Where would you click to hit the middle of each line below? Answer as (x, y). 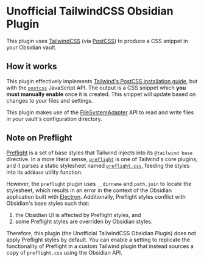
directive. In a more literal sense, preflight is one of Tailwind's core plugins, (102, 159)
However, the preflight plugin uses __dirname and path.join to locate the (99, 184)
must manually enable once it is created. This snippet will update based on (101, 94)
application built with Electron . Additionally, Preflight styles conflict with (96, 196)
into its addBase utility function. (44, 172)
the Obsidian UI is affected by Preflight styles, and (78, 215)
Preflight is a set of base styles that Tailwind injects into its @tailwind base (100, 153)
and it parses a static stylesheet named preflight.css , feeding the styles (98, 165)
